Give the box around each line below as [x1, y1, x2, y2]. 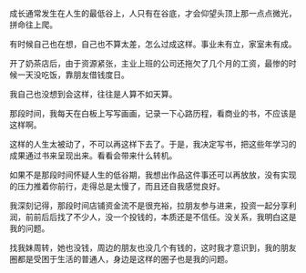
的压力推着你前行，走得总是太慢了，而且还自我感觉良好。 [9, 181, 225, 191]
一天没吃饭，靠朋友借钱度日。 [16, 69, 129, 80]
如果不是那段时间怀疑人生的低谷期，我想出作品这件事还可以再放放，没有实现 [9, 169, 297, 180]
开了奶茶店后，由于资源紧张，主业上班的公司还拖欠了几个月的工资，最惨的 [9, 58, 289, 68]
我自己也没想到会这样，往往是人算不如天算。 [9, 89, 178, 99]
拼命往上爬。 [9, 19, 57, 30]
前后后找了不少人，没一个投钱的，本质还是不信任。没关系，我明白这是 [33, 212, 297, 222]
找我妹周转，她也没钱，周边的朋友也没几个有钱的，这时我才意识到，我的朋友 [9, 242, 297, 253]
